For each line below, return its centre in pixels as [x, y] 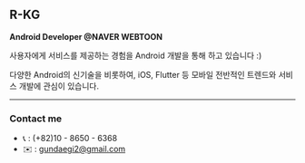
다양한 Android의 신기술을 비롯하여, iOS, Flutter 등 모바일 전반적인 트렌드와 [143, 74]
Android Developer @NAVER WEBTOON [86, 36]
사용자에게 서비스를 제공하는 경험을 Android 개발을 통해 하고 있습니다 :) [136, 55]
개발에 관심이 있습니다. [59, 86]
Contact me [36, 119]
